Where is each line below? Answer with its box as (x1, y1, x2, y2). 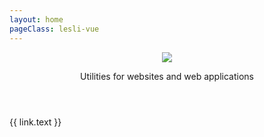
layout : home (9, 14, 64, 25)
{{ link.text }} (9, 116, 62, 128)
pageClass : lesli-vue (9, 24, 100, 34)
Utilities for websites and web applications (80, 70, 254, 82)
